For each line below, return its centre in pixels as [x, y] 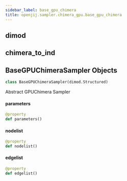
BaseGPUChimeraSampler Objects [61, 70]
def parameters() [24, 119]
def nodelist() [21, 146]
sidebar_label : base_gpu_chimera [41, 10]
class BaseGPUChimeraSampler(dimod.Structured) [57, 82]
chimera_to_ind [30, 53]
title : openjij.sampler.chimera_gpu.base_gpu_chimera [64, 15]
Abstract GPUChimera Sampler [38, 92]
